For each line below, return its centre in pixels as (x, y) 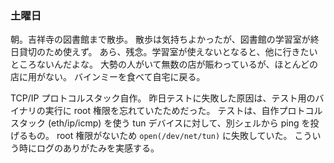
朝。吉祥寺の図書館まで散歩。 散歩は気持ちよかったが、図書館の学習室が (160, 39)
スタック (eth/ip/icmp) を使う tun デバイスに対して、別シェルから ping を (160, 123)
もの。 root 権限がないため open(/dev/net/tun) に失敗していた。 (160, 136)
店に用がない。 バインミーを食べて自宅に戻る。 (108, 77)
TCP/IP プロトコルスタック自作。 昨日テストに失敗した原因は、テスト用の (163, 98)
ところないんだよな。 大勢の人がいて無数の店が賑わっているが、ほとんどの (164, 64)
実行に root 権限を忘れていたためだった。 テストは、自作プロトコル (183, 111)
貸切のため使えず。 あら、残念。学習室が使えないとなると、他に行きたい (168, 52)
